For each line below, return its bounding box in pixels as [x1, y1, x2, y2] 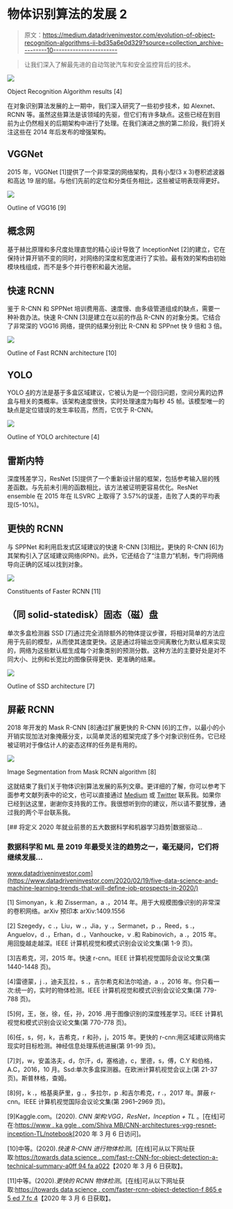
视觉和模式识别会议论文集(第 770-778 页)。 [7, 1018, 130, 1027]
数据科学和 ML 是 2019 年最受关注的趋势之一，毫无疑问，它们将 [7, 842, 219, 852]
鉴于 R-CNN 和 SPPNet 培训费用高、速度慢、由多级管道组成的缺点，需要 [7, 304, 214, 313]
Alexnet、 [190, 102, 219, 110]
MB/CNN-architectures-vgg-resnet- [113, 1121, 217, 1129]
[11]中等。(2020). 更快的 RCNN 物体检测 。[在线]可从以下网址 [7, 1176, 179, 1185]
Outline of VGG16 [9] [7, 203, 67, 212]
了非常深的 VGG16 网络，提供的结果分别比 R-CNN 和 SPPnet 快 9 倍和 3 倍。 [7, 322, 226, 331]
